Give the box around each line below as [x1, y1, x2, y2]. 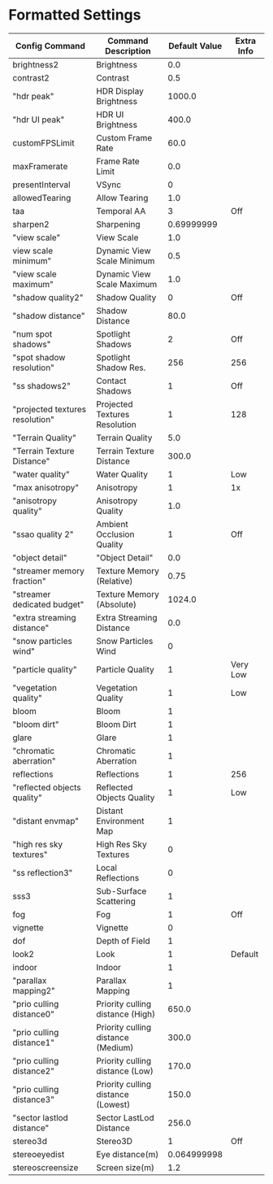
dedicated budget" [12, 599, 84, 610]
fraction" [12, 575, 46, 586]
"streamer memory [12, 565, 85, 577]
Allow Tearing [96, 192, 149, 203]
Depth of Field [96, 935, 150, 947]
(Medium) [96, 1042, 134, 1053]
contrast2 [12, 72, 50, 83]
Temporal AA [96, 205, 146, 216]
